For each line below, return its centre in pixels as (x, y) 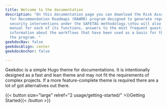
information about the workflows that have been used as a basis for (83, 33)
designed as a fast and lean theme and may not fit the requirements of (77, 75)
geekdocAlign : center (28, 47)
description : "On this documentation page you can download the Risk (79, 14)
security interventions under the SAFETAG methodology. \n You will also (85, 24)
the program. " (25, 38)
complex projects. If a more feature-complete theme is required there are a (82, 80)
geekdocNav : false (24, 42)
